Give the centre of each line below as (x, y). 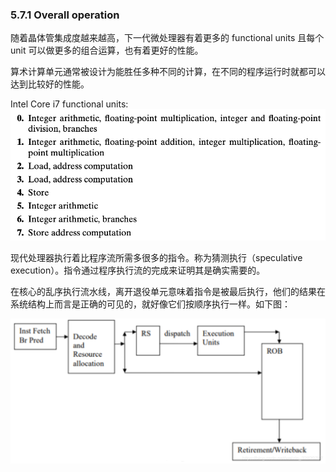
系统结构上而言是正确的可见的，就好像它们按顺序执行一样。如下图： (150, 304)
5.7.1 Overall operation (65, 15)
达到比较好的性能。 (50, 84)
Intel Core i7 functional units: (69, 104)
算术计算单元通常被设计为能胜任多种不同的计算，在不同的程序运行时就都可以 (168, 72)
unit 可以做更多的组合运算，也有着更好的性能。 (107, 50)
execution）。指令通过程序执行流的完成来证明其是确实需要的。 (138, 270)
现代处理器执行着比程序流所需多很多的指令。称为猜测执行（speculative (156, 258)
